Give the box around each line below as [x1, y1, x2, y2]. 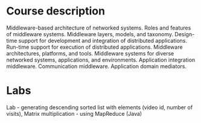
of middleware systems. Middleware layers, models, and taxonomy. [6, 30, 174, 37]
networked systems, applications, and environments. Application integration [6, 56, 196, 63]
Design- [174, 30, 195, 37]
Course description [6, 4, 106, 18]
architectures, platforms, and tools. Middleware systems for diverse [6, 49, 174, 57]
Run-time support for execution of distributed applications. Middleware [6, 43, 183, 51]
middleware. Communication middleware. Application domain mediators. [6, 62, 187, 70]
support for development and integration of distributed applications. [18, 37, 187, 44]
